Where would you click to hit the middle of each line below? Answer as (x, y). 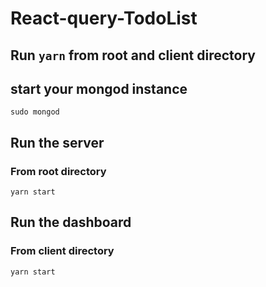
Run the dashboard (71, 222)
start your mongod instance (99, 88)
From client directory (62, 251)
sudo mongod (35, 112)
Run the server (57, 142)
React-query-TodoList (104, 18)
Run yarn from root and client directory (133, 55)
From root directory (58, 171)
